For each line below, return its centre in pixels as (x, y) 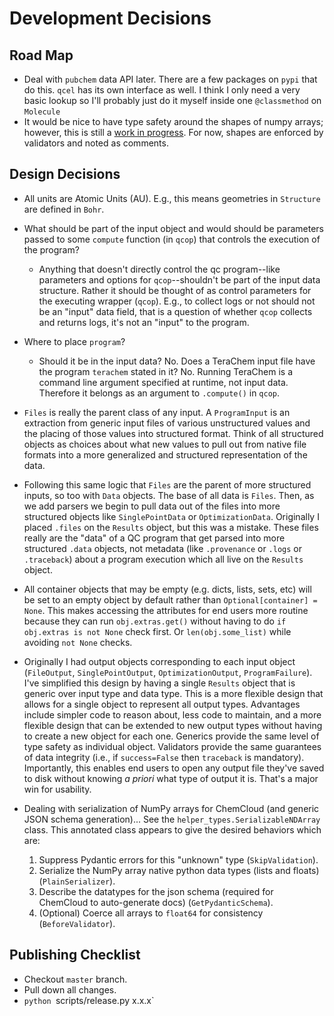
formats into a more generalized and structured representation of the (165, 454)
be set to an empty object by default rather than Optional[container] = (170, 599)
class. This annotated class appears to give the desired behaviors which (172, 829)
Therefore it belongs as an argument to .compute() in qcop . (159, 393)
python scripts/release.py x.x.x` (89, 1000)
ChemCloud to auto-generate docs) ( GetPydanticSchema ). (156, 902)
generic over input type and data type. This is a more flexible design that (173, 693)
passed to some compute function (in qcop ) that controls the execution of (172, 239)
